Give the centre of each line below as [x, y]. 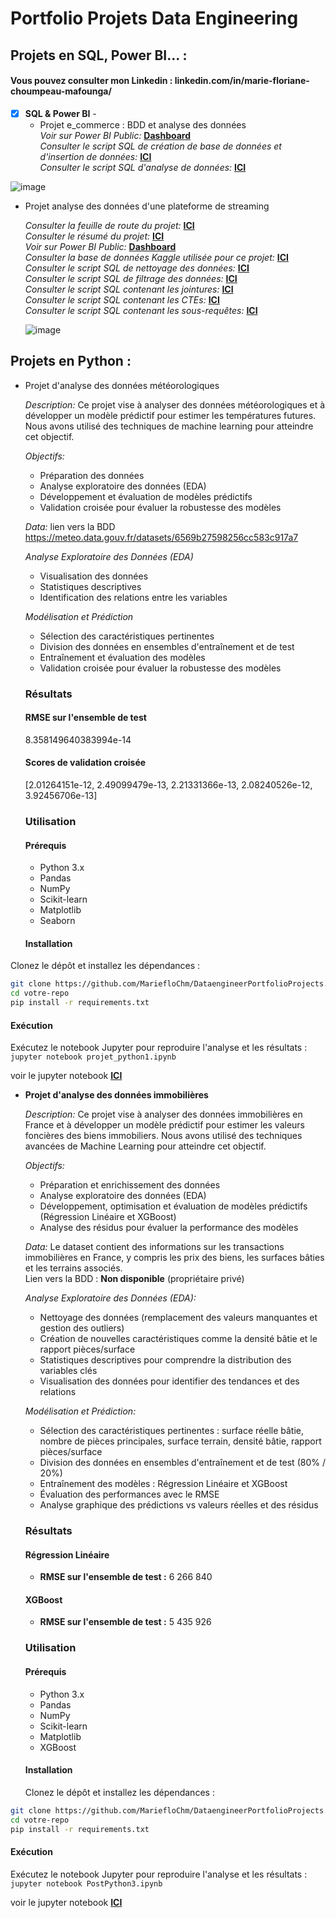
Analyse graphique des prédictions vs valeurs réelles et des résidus [179, 1505]
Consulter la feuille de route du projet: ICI [109, 225]
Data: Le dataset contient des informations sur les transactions [154, 1247]
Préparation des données [92, 475]
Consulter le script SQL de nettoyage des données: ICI [137, 268]
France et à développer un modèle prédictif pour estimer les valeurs [164, 1125]
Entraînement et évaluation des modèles [122, 657]
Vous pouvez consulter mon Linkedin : [91, 81]
